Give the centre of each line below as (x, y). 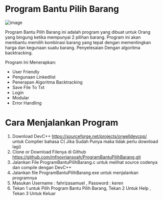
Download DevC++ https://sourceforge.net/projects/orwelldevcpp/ (80, 136)
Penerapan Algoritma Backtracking (47, 82)
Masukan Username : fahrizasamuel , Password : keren (68, 183)
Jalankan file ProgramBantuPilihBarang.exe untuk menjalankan (75, 173)
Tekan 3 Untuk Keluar (34, 193)
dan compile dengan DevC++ (42, 167)
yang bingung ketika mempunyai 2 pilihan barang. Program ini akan (73, 37)
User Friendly (26, 71)
